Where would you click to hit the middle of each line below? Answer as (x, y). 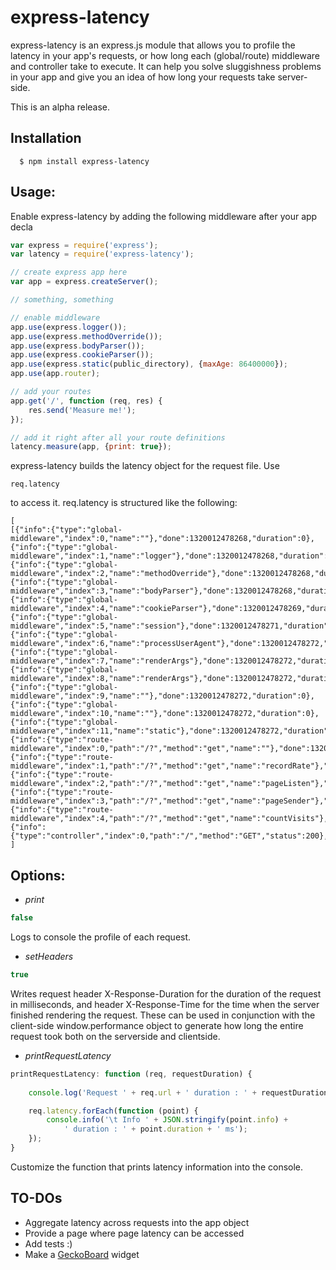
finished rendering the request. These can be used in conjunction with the (163, 1015)
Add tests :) (48, 1243)
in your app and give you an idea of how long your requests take (143, 77)
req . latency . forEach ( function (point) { (113, 1111)
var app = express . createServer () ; (84, 282)
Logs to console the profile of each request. (101, 937)
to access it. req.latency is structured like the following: (124, 503)
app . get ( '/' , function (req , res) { (86, 401)
